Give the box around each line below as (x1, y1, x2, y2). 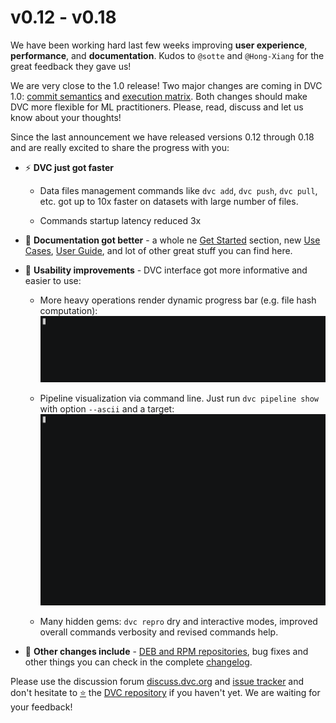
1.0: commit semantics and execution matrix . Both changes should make (10, 90, 308, 102)
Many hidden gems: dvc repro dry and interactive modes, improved (39, 616, 318, 628)
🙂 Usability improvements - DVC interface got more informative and (24, 264, 308, 276)
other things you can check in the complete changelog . (24, 656, 253, 668)
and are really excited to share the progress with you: (10, 141, 230, 153)
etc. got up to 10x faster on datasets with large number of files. (39, 195, 299, 207)
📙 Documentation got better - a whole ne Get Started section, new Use (24, 234, 321, 246)
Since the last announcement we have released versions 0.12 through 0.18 (10, 131, 315, 143)
